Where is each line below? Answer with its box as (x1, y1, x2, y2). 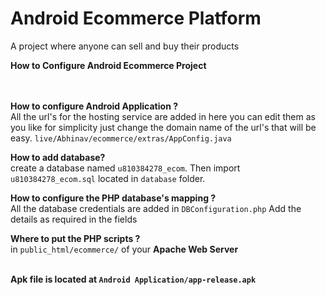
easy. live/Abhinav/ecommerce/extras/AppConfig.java (10, 132, 232, 144)
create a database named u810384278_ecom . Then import (10, 162, 241, 174)
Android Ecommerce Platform (10, 7, 262, 30)
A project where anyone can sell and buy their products (10, 40, 240, 52)
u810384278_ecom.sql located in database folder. (10, 172, 206, 184)
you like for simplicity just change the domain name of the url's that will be (10, 121, 317, 133)
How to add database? (10, 151, 106, 163)
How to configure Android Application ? (10, 100, 178, 112)
